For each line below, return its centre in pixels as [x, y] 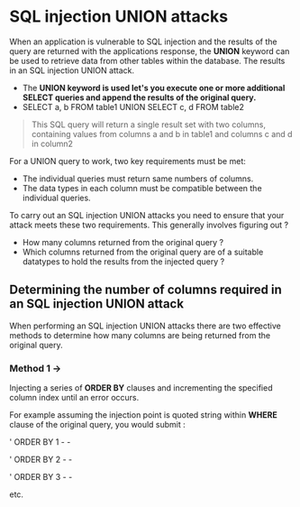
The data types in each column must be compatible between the [142, 188]
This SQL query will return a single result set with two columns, [148, 124]
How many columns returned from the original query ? [123, 242]
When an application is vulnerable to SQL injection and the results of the [143, 41]
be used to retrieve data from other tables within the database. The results [147, 60]
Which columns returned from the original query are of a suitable [143, 252]
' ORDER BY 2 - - [41, 460]
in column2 [52, 143]
